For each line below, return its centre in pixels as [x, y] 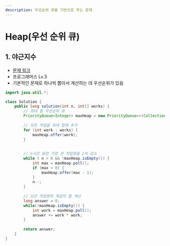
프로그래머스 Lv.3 [30, 76]
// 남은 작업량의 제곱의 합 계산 [52, 196]
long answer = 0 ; [41, 201]
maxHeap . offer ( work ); [55, 135]
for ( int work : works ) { [51, 130]
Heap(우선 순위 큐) [42, 37]
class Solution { [24, 102]
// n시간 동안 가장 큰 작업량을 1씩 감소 [60, 154]
